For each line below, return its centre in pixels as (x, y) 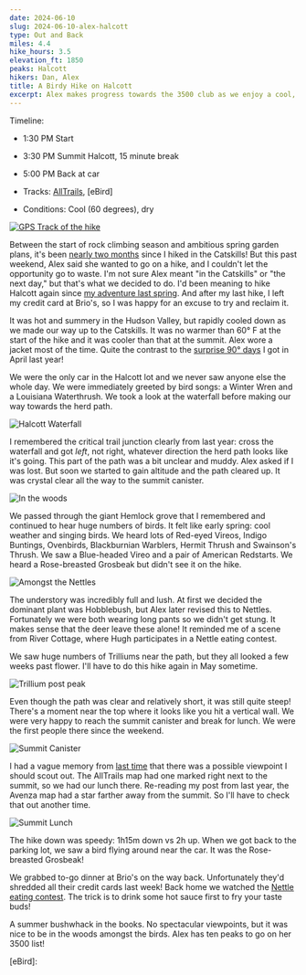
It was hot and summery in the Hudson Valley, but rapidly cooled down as (148, 320)
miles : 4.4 (30, 43)
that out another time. (50, 804)
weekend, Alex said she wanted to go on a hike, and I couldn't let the (139, 264)
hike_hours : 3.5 (40, 52)
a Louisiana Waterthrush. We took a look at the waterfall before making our (150, 396)
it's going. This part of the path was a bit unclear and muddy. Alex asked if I (152, 461)
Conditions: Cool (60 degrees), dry (88, 209)
